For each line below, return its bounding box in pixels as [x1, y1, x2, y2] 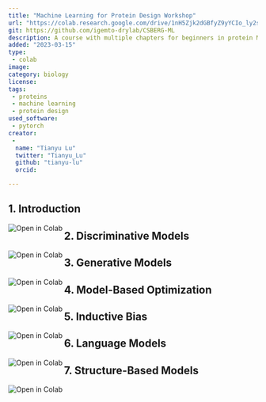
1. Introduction [8, 203, 81, 216]
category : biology [8, 70, 69, 78]
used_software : [8, 115, 59, 123]
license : [8, 78, 37, 85]
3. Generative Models [63, 256, 173, 270]
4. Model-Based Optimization [63, 283, 212, 297]
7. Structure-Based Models [63, 363, 199, 377]
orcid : [15, 166, 37, 174]
